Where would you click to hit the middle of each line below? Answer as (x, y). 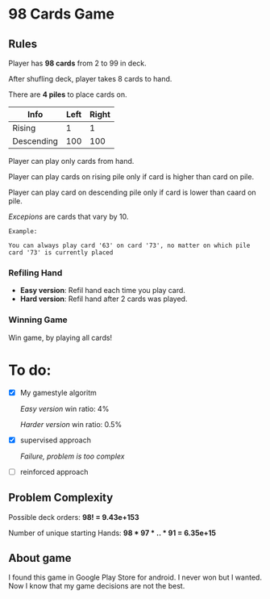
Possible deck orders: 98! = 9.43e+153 (74, 517)
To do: (30, 370)
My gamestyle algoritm (58, 392)
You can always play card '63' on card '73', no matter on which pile (129, 245)
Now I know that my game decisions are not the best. (97, 586)
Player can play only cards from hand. (71, 161)
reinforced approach (54, 471)
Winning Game (38, 320)
